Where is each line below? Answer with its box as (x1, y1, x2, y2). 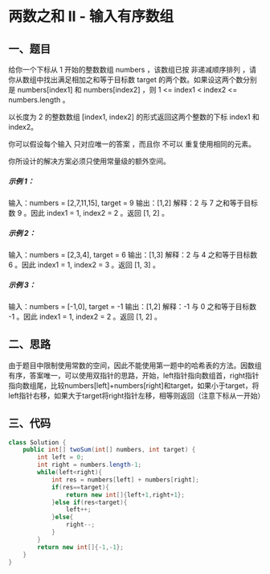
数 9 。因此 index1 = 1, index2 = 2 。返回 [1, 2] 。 (8, 208, 169, 217)
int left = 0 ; (37, 453, 84, 461)
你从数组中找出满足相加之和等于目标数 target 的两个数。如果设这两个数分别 (8, 75, 257, 85)
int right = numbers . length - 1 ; (37, 460, 142, 469)
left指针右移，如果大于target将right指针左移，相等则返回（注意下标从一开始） (8, 390, 265, 400)
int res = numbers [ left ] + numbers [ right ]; (51, 476, 199, 484)
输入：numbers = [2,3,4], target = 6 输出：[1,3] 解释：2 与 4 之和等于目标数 (8, 250, 258, 259)
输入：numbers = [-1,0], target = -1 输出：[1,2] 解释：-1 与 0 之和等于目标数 (8, 301, 257, 311)
